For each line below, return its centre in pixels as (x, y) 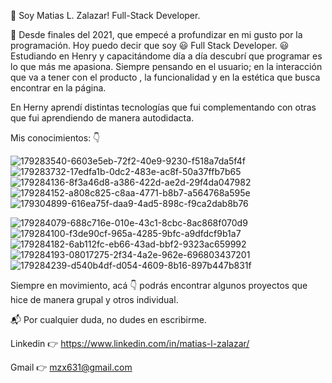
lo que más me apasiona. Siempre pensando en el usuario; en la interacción (166, 66)
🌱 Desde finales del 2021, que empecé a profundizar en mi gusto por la (156, 34)
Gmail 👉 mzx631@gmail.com (71, 367)
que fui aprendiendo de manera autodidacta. (102, 118)
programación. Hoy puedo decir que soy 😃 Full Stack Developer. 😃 (150, 45)
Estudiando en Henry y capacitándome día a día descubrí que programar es (166, 56)
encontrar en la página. (58, 88)
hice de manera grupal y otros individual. (94, 299)
